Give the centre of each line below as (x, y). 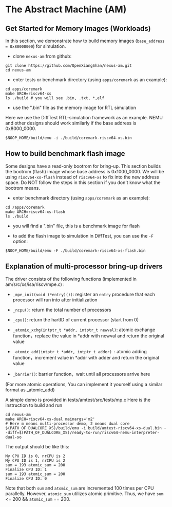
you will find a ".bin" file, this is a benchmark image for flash (76, 226)
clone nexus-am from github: (42, 56)
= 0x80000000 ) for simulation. (36, 46)
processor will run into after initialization (55, 300)
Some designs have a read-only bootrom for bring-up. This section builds (83, 166)
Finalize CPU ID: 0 (26, 478)
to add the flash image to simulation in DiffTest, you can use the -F (83, 236)
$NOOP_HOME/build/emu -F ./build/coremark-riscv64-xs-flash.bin (75, 250)
